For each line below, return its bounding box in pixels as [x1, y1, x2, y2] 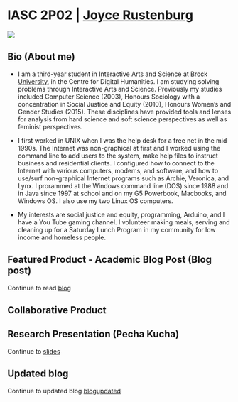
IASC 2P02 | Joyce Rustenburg [7, 7, 194, 23]
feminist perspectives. [17, 122, 83, 131]
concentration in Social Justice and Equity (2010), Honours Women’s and [17, 99, 232, 108]
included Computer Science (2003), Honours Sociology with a [17, 92, 200, 101]
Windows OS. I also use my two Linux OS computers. [17, 196, 173, 205]
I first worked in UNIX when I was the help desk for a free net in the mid [17, 136, 227, 145]
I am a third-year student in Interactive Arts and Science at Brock [17, 70, 208, 78]
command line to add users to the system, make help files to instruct [17, 151, 218, 160]
